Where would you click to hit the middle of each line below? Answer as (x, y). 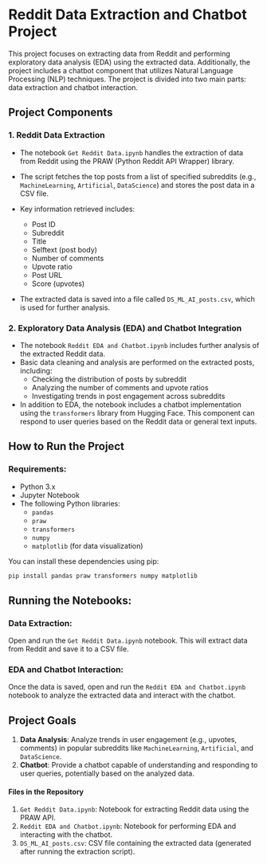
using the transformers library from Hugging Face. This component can (137, 412)
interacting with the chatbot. (66, 835)
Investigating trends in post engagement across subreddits (128, 396)
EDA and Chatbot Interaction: (66, 670)
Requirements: (37, 469)
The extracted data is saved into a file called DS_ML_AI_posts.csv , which (137, 299)
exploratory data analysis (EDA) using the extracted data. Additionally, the (130, 62)
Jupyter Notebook (49, 495)
